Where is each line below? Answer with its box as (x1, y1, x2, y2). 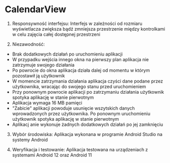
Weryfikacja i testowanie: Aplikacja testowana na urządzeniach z (12, 146, 148, 152)
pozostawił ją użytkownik (12, 72, 65, 78)
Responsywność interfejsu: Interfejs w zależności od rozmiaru (12, 20, 143, 26)
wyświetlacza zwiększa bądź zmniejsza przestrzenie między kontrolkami (12, 25, 165, 32)
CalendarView (5, 4, 67, 15)
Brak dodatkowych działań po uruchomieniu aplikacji (12, 51, 123, 57)
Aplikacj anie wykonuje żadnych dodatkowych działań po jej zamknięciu (12, 121, 163, 127)
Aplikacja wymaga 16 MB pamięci (12, 99, 82, 105)
